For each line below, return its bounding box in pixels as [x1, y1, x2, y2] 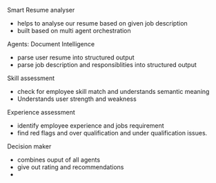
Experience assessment [7, 108, 75, 116]
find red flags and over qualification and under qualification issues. [17, 129, 208, 137]
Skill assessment [7, 74, 55, 82]
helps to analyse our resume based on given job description [17, 19, 188, 27]
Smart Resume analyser [7, 6, 75, 14]
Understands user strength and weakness [17, 95, 137, 103]
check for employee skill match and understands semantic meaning [17, 88, 210, 95]
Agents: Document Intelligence [7, 40, 95, 48]
